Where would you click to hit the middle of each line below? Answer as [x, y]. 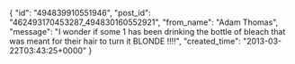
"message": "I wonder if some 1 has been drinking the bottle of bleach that [147, 32]
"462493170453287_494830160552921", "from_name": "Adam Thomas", [144, 22]
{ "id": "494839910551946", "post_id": [80, 13]
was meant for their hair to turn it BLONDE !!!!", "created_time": [125, 41]
